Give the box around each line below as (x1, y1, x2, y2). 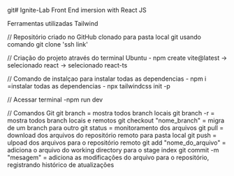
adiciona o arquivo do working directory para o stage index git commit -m (7, 146, 219, 154)
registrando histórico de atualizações (7, 161, 115, 169)
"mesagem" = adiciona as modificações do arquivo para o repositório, (7, 153, 210, 161)
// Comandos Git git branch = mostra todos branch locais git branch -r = (7, 109, 215, 117)
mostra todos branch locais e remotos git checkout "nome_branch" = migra (7, 116, 225, 125)
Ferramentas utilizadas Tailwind (7, 19, 98, 27)
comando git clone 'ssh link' (7, 40, 89, 48)
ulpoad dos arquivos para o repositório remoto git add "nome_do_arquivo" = (7, 138, 226, 147)
